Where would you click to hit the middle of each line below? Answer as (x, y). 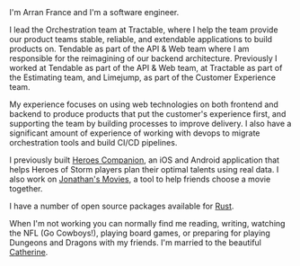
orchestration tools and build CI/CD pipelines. (93, 142)
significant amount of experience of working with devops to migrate (135, 133)
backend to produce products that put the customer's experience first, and (148, 114)
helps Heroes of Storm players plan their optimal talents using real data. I (144, 169)
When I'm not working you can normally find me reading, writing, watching (147, 223)
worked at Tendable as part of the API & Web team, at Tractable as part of (146, 68)
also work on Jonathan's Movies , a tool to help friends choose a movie (140, 179)
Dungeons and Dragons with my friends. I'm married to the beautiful (136, 243)
